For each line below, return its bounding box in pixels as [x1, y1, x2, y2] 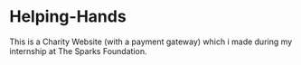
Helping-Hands [9, 6, 127, 27]
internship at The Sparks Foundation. [9, 45, 147, 56]
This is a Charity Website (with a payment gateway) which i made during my [9, 36, 293, 47]
